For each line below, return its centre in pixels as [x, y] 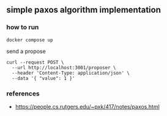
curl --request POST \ [35, 62]
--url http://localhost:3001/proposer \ [64, 67]
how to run [23, 27]
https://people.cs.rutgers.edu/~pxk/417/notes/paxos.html [87, 106]
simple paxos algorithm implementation [83, 10]
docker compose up [30, 40]
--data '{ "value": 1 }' [43, 78]
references [23, 94]
